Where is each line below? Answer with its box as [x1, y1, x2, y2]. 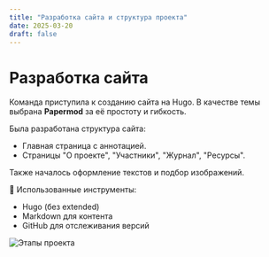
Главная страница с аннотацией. [21, 141, 147, 152]
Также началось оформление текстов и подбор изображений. [9, 167, 245, 178]
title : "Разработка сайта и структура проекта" [9, 12, 188, 22]
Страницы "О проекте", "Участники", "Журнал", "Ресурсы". [21, 150, 246, 160]
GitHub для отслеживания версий [21, 221, 150, 231]
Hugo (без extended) [21, 201, 100, 213]
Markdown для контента [21, 211, 113, 222]
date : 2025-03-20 [9, 21, 73, 30]
